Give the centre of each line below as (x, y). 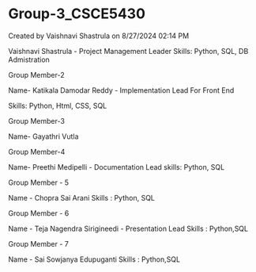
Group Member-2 (36, 75)
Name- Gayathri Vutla (43, 136)
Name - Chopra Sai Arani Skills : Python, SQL (82, 197)
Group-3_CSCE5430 (77, 14)
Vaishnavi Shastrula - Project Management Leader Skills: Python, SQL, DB (128, 51)
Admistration (29, 59)
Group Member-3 (37, 121)
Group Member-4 (37, 151)
